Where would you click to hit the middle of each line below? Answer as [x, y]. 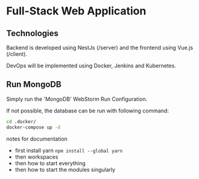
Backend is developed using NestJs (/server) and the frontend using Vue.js [100, 47]
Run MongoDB [34, 84]
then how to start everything [50, 163]
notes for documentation [37, 139]
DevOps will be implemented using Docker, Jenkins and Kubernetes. [91, 65]
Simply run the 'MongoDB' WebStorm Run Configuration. [77, 99]
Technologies [33, 33]
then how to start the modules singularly [65, 169]
